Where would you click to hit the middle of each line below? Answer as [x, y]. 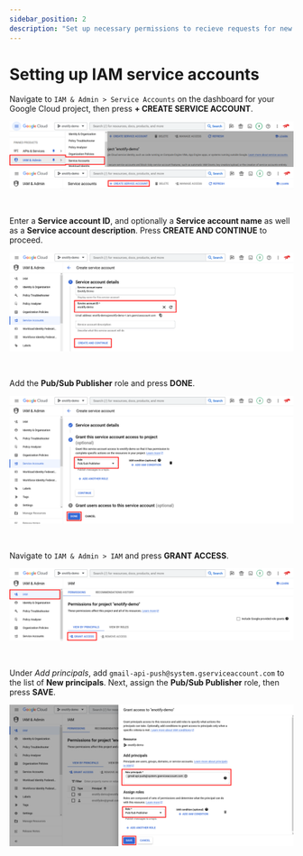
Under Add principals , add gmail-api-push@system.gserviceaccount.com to [147, 673]
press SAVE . [32, 692]
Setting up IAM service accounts [134, 74]
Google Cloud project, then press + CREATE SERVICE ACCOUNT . [132, 109]
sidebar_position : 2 [48, 19]
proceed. [26, 240]
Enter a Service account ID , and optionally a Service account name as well [150, 221]
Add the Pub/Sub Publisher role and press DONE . [102, 382]
